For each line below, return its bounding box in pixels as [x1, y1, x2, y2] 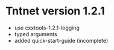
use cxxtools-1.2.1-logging [14, 24, 80, 31]
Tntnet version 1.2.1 [5, 4, 105, 18]
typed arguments [14, 30, 58, 37]
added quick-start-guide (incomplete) [14, 37, 109, 44]
